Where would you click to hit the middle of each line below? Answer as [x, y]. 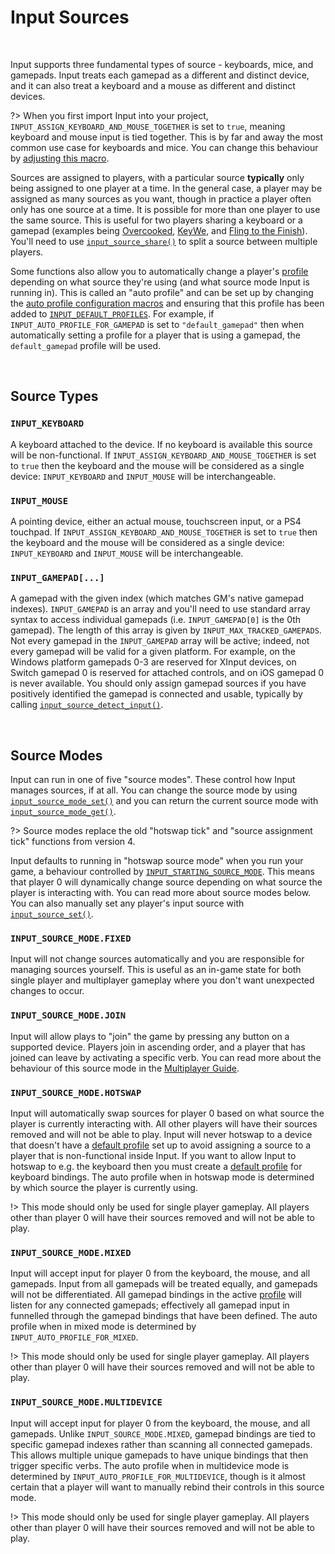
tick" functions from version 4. [73, 842]
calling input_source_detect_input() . [87, 705]
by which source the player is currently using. [104, 1187]
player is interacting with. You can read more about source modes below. [161, 893]
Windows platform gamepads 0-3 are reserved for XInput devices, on [153, 662]
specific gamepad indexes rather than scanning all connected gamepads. [161, 1444]
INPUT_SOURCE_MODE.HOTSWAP [76, 1092]
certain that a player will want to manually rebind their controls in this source [167, 1487]
